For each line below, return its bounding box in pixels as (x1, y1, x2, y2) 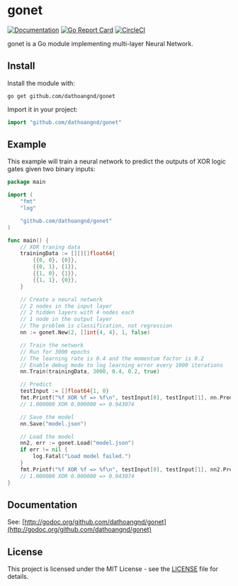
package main (7, 178, 46, 186)
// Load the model (20, 433, 74, 440)
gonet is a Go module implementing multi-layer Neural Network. (7, 39, 193, 48)
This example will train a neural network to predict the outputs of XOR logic (7, 157, 227, 166)
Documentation (7, 499, 78, 511)
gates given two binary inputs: (7, 165, 96, 173)
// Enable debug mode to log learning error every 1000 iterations (20, 362, 223, 369)
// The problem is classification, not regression (20, 322, 173, 330)
